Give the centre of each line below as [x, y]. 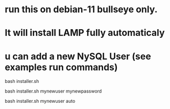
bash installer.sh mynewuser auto [40, 101]
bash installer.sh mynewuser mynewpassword [53, 91]
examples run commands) [61, 67]
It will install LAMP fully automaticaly [85, 33]
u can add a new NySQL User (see [78, 56]
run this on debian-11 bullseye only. [81, 9]
